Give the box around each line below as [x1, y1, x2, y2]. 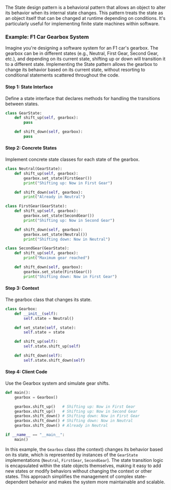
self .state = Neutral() [23, 316, 74, 321]
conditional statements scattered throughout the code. [5, 72, 120, 78]
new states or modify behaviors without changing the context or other [5, 468, 152, 474]
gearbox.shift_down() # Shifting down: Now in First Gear [14, 413, 140, 418]
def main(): [5, 390, 31, 395]
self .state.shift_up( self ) [23, 344, 81, 349]
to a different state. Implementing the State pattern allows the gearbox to [5, 61, 158, 67]
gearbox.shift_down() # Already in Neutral [14, 423, 108, 428]
